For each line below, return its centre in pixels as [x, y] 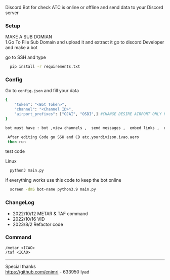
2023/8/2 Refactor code [38, 224]
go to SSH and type [26, 57]
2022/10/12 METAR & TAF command [50, 213]
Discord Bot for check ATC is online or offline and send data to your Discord [84, 7]
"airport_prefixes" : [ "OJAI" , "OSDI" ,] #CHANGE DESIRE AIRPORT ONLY [88, 114]
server [12, 13]
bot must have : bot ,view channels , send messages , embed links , [82, 128]
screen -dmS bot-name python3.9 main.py [53, 189]
